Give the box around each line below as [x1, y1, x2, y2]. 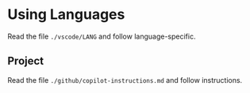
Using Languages [7, 6, 125, 24]
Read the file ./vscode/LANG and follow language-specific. [7, 32, 196, 41]
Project [7, 54, 44, 68]
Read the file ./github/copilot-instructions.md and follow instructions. [7, 75, 243, 84]
